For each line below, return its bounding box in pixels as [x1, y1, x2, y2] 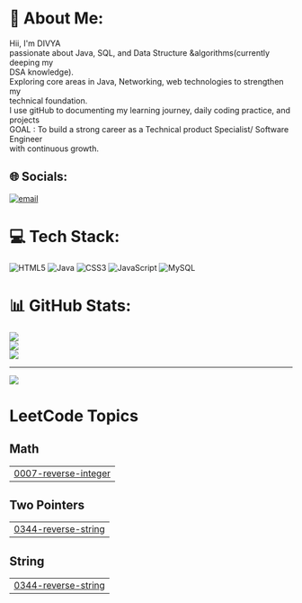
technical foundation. [9, 94, 88, 106]
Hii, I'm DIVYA [9, 38, 61, 49]
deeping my [9, 57, 54, 67]
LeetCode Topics [9, 405, 139, 426]
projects [9, 114, 40, 125]
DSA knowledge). [9, 67, 75, 77]
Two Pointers [9, 498, 85, 513]
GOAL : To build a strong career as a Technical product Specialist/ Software [9, 123, 289, 134]
